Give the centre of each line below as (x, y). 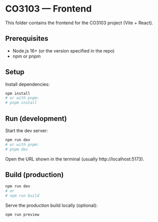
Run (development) (36, 118)
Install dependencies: (28, 84)
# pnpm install (21, 103)
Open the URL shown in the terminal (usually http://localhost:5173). (75, 159)
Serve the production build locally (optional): (51, 205)
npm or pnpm (27, 56)
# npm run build (22, 196)
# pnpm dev (17, 149)
